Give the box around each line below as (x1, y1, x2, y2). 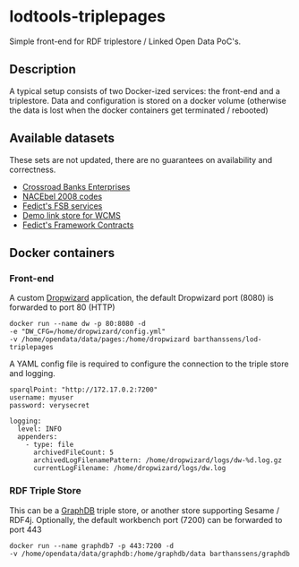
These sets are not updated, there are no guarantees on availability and (9, 154, 273, 165)
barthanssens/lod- (193, 335, 262, 344)
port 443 (9, 524, 42, 535)
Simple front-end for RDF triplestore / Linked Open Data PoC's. (9, 36, 242, 47)
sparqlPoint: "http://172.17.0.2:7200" (9, 385, 158, 395)
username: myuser (9, 393, 74, 402)
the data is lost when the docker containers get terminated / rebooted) (9, 105, 269, 116)
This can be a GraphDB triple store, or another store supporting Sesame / (9, 504, 280, 516)
